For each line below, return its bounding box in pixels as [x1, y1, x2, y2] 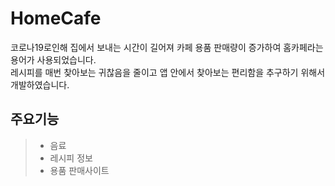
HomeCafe [10, 7, 102, 30]
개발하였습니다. [10, 78, 70, 91]
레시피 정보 [49, 152, 93, 164]
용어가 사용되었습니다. [10, 53, 97, 66]
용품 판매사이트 [49, 164, 110, 176]
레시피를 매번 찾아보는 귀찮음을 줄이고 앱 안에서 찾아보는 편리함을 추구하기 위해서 [10, 66, 326, 78]
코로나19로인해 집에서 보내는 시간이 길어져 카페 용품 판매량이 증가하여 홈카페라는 [10, 41, 324, 53]
